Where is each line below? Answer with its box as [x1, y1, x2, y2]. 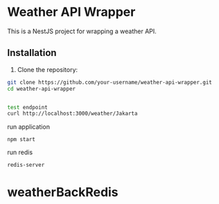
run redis [7, 148, 33, 156]
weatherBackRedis [7, 185, 119, 201]
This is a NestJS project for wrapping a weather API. [7, 27, 157, 35]
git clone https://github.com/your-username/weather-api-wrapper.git [7, 79, 213, 86]
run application [7, 122, 51, 131]
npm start [7, 136, 36, 143]
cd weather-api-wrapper [7, 85, 76, 92]
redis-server [7, 162, 45, 169]
